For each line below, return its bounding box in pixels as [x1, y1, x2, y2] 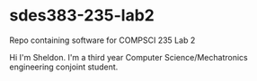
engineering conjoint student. [9, 61, 119, 72]
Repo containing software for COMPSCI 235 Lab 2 [9, 35, 196, 45]
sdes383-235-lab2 [9, 5, 155, 26]
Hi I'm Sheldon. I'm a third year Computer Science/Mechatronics [9, 52, 249, 62]
